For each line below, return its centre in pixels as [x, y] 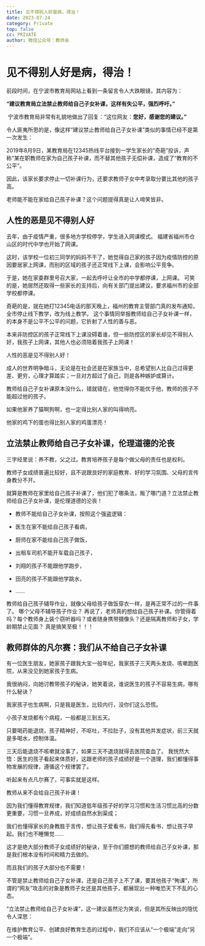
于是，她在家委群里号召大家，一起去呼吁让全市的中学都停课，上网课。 [95, 277]
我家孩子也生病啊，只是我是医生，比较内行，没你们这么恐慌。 [84, 705]
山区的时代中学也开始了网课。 [44, 244]
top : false [20, 29]
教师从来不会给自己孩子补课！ [44, 792]
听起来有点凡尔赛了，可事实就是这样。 [54, 780]
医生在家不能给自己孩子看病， [52, 526]
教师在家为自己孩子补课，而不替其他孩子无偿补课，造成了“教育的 [112, 158]
